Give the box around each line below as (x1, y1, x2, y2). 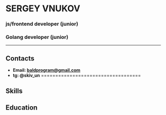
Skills (5, 86, 23, 95)
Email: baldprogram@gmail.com (12, 67, 81, 73)
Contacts (5, 54, 35, 62)
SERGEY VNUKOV (5, 3, 80, 14)
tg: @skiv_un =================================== (12, 72, 141, 79)
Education (5, 104, 38, 112)
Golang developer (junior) (5, 34, 68, 41)
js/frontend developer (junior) (5, 21, 78, 28)
